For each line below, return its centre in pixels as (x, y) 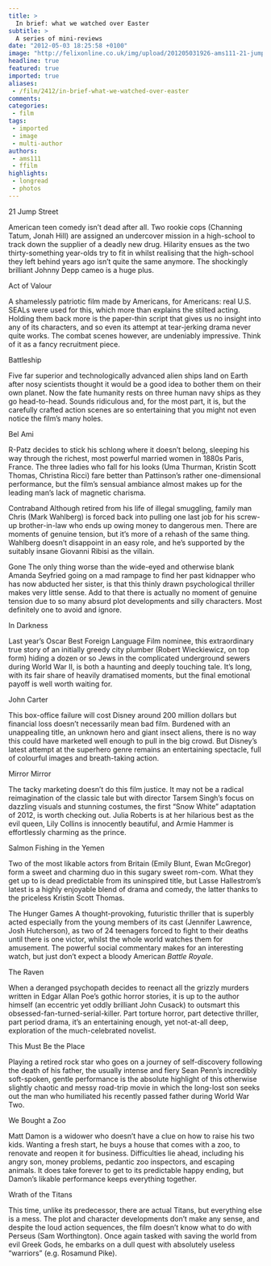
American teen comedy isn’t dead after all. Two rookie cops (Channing (125, 227)
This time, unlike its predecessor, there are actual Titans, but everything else (135, 1210)
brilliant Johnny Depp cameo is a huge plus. (81, 270)
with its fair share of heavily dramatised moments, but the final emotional (129, 675)
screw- (248, 517)
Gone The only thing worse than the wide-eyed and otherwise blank (121, 567)
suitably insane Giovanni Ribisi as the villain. (81, 551)
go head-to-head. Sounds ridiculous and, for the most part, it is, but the (127, 401)
